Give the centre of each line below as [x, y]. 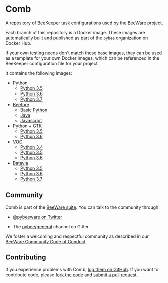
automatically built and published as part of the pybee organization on [77, 38]
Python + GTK [27, 126]
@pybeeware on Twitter [37, 217]
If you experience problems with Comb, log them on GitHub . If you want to [82, 269]
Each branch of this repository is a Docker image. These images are [75, 32]
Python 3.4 [31, 147]
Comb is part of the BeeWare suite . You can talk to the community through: [83, 207]
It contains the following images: [39, 73]
